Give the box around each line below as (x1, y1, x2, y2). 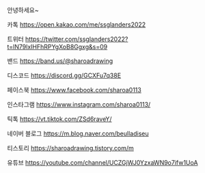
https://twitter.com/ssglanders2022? (25, 35, 128, 43)
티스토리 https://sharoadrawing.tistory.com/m (7, 144, 135, 152)
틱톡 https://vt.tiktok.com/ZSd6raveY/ (7, 115, 112, 123)
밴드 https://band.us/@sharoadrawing (7, 57, 113, 65)
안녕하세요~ (7, 6, 39, 14)
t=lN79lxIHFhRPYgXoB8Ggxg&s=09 (7, 43, 108, 51)
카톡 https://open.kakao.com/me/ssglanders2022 (7, 21, 146, 29)
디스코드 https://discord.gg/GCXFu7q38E (7, 71, 122, 79)
